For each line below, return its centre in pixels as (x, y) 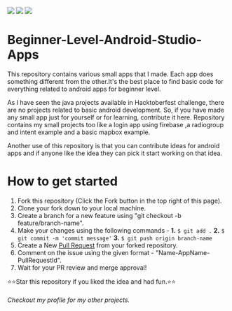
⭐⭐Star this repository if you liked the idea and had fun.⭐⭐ (92, 281)
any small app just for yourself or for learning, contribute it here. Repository (116, 117)
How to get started (62, 181)
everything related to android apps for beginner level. (84, 89)
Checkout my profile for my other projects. (69, 300)
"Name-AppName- (183, 252)
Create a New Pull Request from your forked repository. (97, 245)
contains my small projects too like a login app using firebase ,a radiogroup (116, 124)
